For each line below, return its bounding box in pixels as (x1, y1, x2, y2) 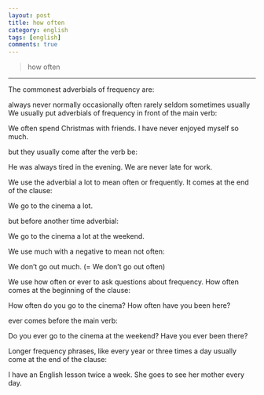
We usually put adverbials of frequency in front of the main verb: (8, 108, 218, 118)
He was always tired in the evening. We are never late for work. (8, 163, 213, 172)
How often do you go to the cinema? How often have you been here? (8, 301, 231, 310)
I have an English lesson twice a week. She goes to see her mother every (8, 370, 245, 379)
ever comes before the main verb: (8, 316, 118, 326)
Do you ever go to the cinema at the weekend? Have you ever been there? (8, 331, 248, 341)
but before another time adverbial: (8, 217, 119, 226)
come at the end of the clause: (8, 355, 108, 364)
